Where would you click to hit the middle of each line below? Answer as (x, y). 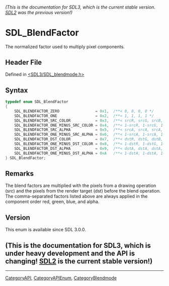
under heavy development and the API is (70, 253)
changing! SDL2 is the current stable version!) (79, 261)
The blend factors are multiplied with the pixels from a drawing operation (81, 185)
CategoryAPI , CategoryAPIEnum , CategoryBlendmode (61, 278)
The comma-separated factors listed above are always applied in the (76, 197)
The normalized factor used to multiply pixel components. (65, 46)
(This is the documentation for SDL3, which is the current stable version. (80, 7)
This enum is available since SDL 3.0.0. (46, 230)
